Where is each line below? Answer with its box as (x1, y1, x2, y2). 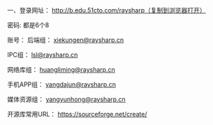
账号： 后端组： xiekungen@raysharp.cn (7, 36, 124, 44)
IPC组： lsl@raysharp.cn (7, 51, 78, 59)
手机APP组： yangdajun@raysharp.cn (7, 80, 117, 89)
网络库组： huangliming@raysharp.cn (7, 66, 115, 73)
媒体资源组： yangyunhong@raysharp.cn (7, 95, 126, 103)
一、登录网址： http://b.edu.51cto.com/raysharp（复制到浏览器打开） (7, 6, 206, 14)
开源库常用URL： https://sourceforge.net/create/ (7, 110, 147, 118)
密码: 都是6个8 (7, 21, 50, 29)
